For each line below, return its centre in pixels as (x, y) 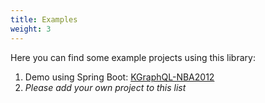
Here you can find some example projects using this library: (133, 57)
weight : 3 (31, 29)
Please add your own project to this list (105, 87)
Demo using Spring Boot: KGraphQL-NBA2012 (119, 77)
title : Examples (44, 19)
